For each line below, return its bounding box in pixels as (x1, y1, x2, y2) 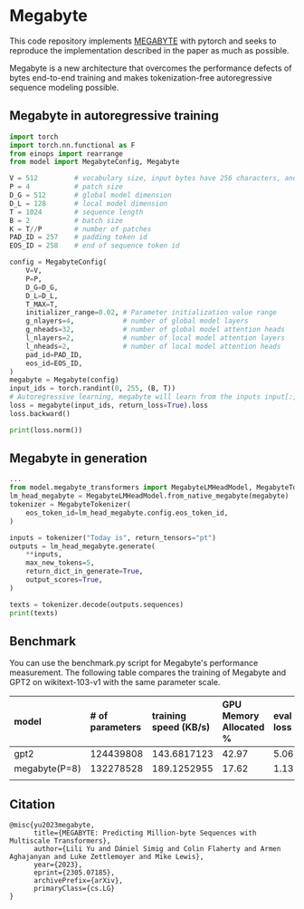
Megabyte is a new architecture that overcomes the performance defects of (9, 63, 292, 73)
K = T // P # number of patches (9, 224, 152, 234)
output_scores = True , (25, 575, 103, 585)
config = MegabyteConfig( (9, 257, 107, 267)
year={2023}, (33, 860, 83, 870)
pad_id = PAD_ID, (25, 350, 83, 359)
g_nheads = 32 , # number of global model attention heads (25, 325, 285, 334)
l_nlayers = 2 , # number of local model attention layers (25, 334, 285, 343)
